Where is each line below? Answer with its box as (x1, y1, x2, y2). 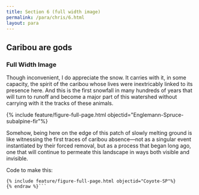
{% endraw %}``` (6, 184, 47, 190)
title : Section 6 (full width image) (6, 8, 101, 15)
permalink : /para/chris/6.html (6, 14, 85, 20)
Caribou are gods (6, 42, 73, 52)
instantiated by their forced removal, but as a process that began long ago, (6, 142, 191, 149)
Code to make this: (6, 167, 53, 174)
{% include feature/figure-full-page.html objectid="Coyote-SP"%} (6, 178, 176, 184)
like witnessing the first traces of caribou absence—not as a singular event (6, 136, 191, 143)
